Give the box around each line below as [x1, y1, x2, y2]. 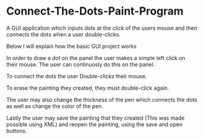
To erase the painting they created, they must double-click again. [6, 84, 170, 92]
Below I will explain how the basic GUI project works [6, 42, 137, 50]
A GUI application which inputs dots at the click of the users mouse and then [6, 24, 198, 32]
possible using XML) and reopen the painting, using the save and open [6, 120, 183, 128]
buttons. [6, 127, 27, 134]
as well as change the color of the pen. [6, 102, 104, 110]
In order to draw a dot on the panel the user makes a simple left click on [6, 54, 186, 61]
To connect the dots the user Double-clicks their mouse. [6, 72, 147, 80]
